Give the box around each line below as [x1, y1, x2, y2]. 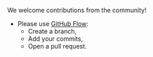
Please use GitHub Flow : [17, 20, 89, 27]
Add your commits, [27, 34, 83, 43]
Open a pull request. [27, 42, 87, 50]
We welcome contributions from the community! [7, 6, 147, 14]
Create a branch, [27, 27, 77, 35]
